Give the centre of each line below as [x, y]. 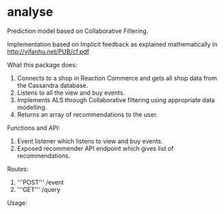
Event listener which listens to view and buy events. [90, 141]
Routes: [18, 169]
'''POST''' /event [40, 182]
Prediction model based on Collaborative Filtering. [78, 31]
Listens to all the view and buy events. [71, 93]
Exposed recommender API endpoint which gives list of [95, 148]
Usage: [17, 202]
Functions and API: [34, 128]
